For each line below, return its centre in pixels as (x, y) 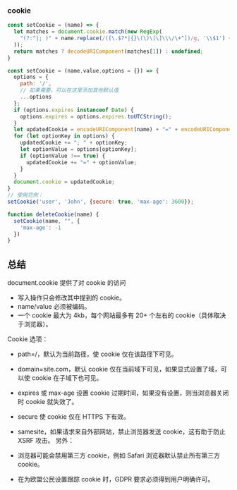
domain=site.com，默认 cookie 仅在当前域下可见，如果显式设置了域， (119, 369)
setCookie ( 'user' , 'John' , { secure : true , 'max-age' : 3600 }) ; (101, 202)
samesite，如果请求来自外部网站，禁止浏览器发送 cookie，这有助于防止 (121, 431)
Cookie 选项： (28, 339)
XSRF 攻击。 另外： (46, 441)
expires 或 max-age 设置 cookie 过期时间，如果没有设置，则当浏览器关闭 (123, 393)
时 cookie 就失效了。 (48, 402)
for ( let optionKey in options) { (64, 136)
